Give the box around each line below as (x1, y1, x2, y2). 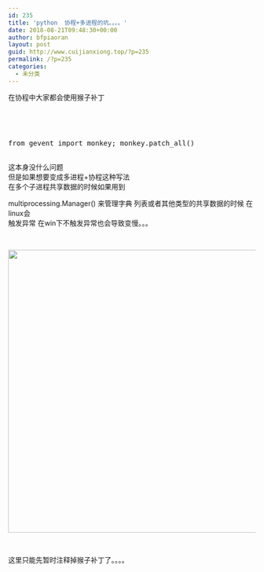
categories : (8, 63, 47, 71)
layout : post (8, 41, 51, 49)
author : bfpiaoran (8, 33, 68, 42)
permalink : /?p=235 (8, 56, 72, 64)
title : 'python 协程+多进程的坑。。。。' (8, 19, 127, 27)
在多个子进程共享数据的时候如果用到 (8, 181, 126, 191)
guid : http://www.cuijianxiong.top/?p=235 (8, 48, 149, 56)
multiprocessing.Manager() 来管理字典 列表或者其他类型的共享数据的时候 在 (8, 198, 254, 208)
